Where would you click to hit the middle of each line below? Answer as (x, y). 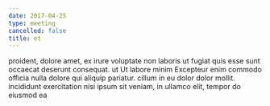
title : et (25, 38)
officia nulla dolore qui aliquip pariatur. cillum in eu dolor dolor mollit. (122, 78)
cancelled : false (37, 31)
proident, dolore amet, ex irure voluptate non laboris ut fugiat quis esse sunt (134, 61)
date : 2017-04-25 (37, 16)
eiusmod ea (28, 95)
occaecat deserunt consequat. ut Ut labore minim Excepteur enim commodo (135, 70)
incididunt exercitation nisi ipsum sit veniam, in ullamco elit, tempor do (125, 87)
